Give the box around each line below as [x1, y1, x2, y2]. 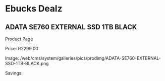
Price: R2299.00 [5, 46, 39, 51]
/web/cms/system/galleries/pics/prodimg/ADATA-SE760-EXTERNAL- [20, 55, 161, 61]
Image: [5, 55, 19, 61]
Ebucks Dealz [5, 3, 63, 14]
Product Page [5, 36, 33, 42]
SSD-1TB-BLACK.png [5, 61, 49, 66]
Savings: [5, 70, 23, 76]
